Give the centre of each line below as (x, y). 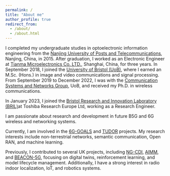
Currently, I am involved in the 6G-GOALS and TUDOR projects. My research (85, 131)
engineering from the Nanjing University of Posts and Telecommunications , (84, 53)
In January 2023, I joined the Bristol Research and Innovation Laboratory (81, 101)
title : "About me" (25, 15)
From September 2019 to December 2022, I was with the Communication (82, 80)
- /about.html (25, 33)
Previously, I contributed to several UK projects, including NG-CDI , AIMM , (82, 152)
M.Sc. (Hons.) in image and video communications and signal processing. (82, 75)
